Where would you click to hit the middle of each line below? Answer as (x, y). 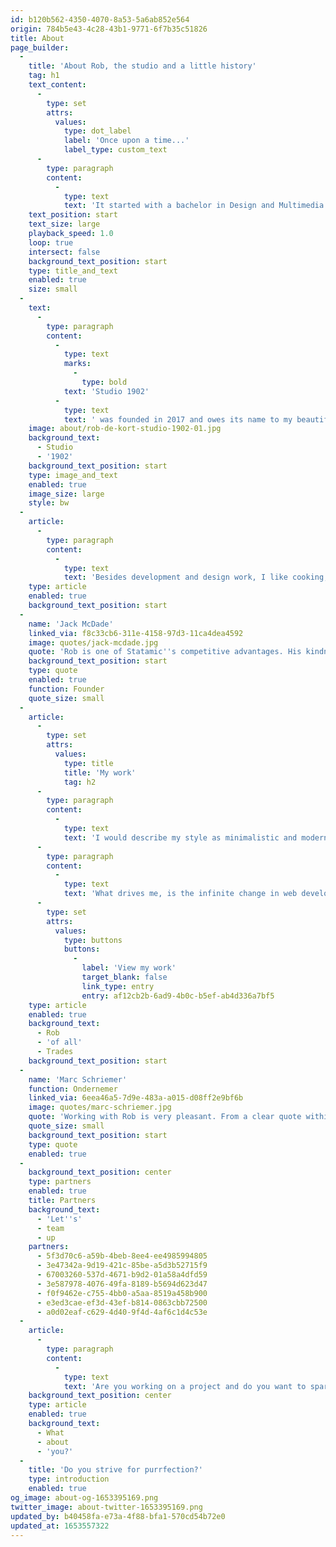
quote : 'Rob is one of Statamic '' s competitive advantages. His (165, 652)
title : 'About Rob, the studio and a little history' (142, 66)
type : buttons (93, 940)
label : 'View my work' (129, 968)
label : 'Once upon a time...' (126, 141)
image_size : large (66, 494)
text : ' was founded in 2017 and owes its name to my (178, 419)
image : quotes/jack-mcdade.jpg (93, 642)
